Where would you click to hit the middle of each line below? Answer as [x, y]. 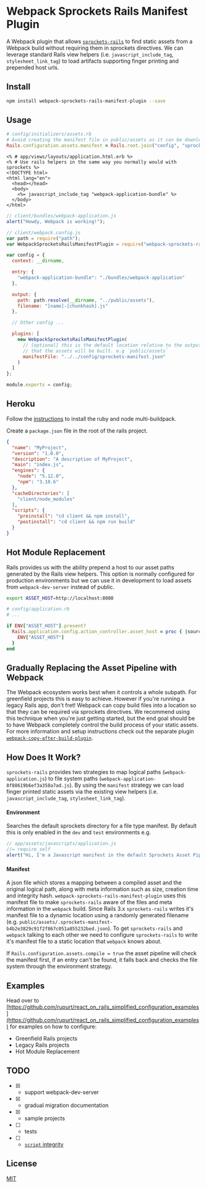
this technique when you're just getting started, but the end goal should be [101, 718]
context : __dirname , [38, 261]
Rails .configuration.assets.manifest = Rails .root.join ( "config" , [93, 146]
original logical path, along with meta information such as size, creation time [102, 889]
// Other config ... [38, 323]
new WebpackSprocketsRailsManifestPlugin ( [72, 340]
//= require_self [29, 850]
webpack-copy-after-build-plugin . [50, 738]
